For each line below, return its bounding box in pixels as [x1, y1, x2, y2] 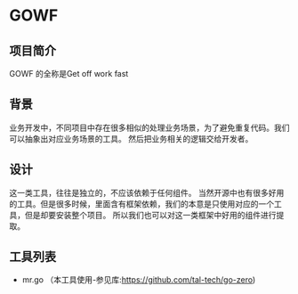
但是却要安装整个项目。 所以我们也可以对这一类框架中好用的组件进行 [24, 209, 277, 220]
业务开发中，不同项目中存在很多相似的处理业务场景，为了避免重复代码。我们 [9, 122, 290, 133]
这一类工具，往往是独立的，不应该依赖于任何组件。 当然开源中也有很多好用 [9, 187, 285, 198]
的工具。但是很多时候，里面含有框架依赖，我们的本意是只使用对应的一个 [9, 198, 274, 209]
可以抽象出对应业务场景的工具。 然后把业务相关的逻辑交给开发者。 [9, 133, 254, 143]
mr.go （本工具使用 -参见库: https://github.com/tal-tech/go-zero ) [21, 274, 256, 285]
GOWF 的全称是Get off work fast [9, 69, 129, 78]
